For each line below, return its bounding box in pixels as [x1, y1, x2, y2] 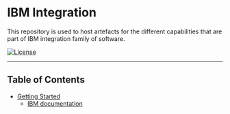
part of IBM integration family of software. [7, 34, 125, 42]
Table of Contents [7, 74, 86, 86]
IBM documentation [27, 99, 84, 107]
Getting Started [16, 92, 60, 100]
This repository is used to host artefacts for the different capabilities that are [7, 27, 222, 35]
